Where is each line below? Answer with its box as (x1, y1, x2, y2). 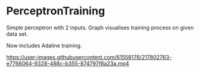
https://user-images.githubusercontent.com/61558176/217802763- (6, 53, 172, 60)
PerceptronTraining (6, 4, 105, 18)
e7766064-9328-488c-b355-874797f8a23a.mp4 (6, 60, 130, 67)
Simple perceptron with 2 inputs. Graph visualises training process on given (6, 24, 194, 31)
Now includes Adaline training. (6, 42, 83, 49)
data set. (6, 30, 28, 37)
